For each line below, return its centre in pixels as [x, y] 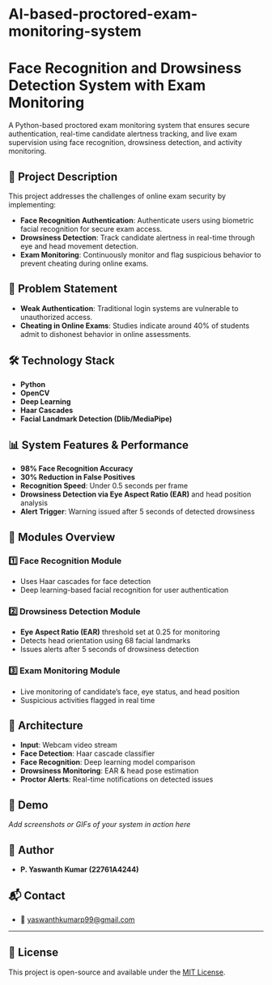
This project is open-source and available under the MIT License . [117, 972]
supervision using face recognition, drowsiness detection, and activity [125, 143]
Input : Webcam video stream [68, 745]
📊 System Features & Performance [98, 445]
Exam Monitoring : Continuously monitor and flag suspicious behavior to [140, 254]
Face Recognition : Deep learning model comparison [108, 762]
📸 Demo [28, 805]
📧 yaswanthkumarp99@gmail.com [77, 919]
